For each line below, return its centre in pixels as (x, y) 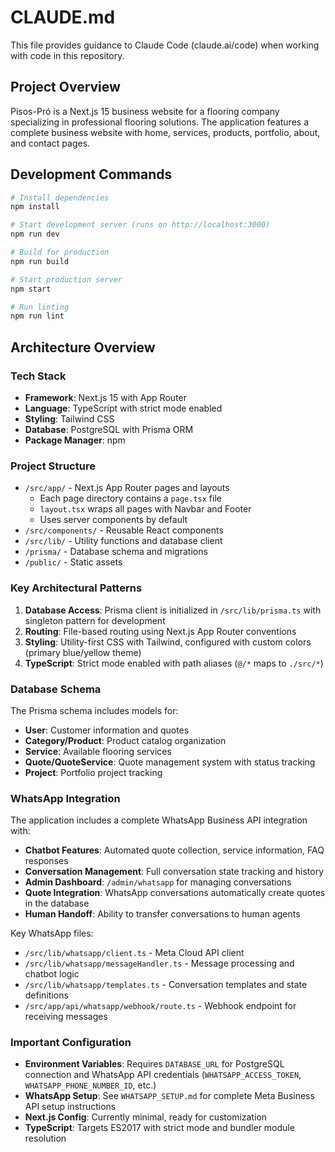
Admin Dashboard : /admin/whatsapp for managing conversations (158, 882)
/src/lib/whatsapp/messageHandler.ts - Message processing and (159, 963)
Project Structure (53, 466)
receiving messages (66, 1017)
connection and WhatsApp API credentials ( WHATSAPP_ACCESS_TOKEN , (163, 1075)
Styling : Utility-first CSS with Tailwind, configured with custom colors (168, 642)
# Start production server (66, 279)
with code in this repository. (67, 55)
